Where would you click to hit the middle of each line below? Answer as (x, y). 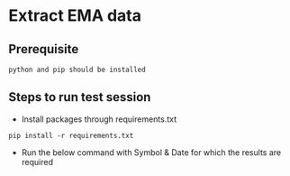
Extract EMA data (75, 16)
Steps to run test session (80, 97)
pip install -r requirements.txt (71, 135)
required (37, 162)
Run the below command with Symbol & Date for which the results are (151, 152)
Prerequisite (44, 49)
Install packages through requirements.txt (99, 119)
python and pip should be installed (77, 69)
